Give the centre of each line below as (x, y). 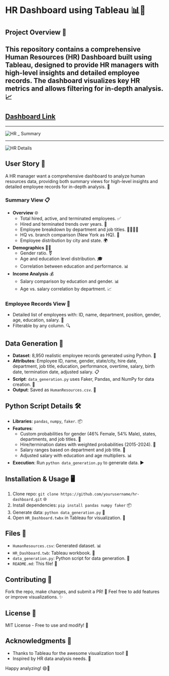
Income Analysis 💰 (33, 274)
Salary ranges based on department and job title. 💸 (73, 450)
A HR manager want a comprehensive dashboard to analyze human (75, 176)
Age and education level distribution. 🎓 (61, 259)
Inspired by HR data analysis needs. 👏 (52, 658)
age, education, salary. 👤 (38, 320)
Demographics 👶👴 (32, 247)
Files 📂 (16, 533)
